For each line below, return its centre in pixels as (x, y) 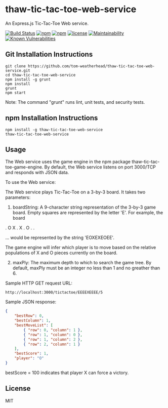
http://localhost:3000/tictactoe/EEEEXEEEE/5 (54, 293)
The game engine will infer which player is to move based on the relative (81, 248)
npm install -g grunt (28, 79)
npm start (16, 93)
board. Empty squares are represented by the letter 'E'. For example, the (88, 213)
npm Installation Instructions (52, 118)
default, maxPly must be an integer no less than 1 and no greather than (86, 268)
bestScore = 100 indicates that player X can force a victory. (67, 373)
